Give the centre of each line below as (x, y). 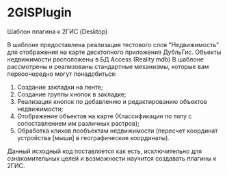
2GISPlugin (39, 13)
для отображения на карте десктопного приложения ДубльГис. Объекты (114, 52)
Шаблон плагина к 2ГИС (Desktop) (57, 31)
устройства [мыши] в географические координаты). (93, 137)
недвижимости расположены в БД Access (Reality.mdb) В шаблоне (105, 59)
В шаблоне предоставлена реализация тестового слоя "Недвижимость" (113, 44)
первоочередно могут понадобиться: (62, 74)
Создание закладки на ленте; (60, 87)
